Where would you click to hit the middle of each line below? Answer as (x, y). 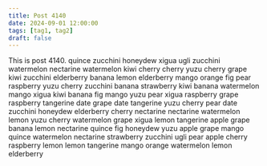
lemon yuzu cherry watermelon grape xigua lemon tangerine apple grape (129, 120)
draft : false (30, 38)
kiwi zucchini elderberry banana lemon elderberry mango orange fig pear (129, 77)
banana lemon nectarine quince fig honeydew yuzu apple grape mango (126, 128)
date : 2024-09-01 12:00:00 (53, 23)
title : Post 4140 (37, 16)
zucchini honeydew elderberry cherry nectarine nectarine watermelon (124, 112)
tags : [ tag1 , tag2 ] (41, 30)
